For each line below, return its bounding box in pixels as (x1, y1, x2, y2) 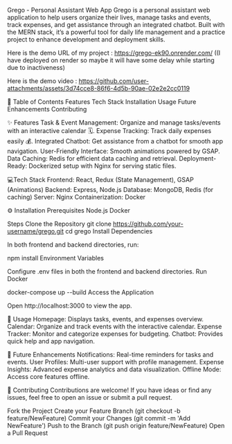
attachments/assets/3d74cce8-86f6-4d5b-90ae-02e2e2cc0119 (7, 85, 190, 92)
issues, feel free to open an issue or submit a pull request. (7, 393, 173, 401)
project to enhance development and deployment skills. (7, 35, 166, 44)
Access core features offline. (7, 373, 90, 380)
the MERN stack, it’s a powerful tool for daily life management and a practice (7, 28, 226, 36)
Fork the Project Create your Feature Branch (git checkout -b (7, 407, 181, 415)
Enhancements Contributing (7, 105, 87, 113)
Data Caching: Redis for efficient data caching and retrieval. (7, 154, 178, 162)
